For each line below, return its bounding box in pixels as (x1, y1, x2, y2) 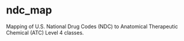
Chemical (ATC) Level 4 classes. (6, 29, 84, 36)
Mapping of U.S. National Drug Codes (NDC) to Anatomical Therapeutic (6, 23, 178, 30)
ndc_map (6, 4, 53, 17)
